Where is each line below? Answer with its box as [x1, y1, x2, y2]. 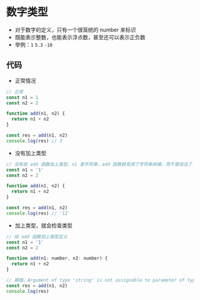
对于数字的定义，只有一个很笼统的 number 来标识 [14, 26, 136, 33]
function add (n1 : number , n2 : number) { [6, 255, 108, 261]
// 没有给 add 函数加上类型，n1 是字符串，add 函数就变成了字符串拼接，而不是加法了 [6, 161, 192, 167]
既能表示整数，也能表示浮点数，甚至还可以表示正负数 [14, 33, 146, 40]
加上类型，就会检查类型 [14, 222, 73, 229]
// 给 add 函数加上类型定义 [6, 233, 68, 239]
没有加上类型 [14, 149, 46, 156]
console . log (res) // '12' [6, 210, 70, 216]
